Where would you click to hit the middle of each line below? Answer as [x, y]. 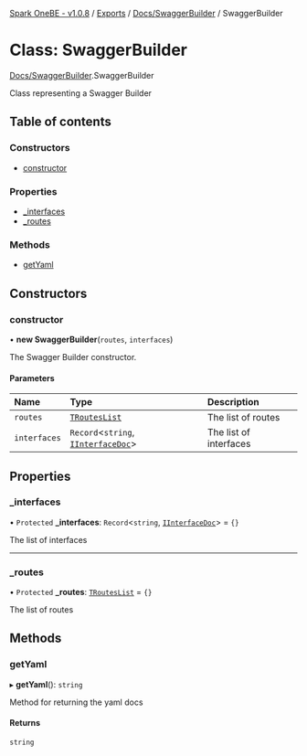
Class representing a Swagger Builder [81, 93]
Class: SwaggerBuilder [98, 50]
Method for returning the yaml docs [76, 702]
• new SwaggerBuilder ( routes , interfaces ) [91, 339]
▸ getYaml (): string [46, 684]
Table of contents [60, 122]
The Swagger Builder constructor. [73, 357]
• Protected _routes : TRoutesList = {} [81, 592]
